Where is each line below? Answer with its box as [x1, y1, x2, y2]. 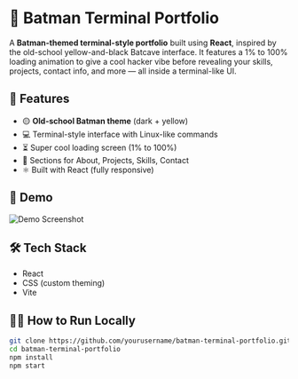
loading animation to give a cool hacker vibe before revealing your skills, [9, 56, 273, 67]
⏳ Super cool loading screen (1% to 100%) [21, 142, 177, 153]
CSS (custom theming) [21, 278, 106, 288]
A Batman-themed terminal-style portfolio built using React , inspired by [9, 37, 277, 48]
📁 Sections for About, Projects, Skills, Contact [21, 154, 189, 165]
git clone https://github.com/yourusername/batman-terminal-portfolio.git [9, 336, 292, 345]
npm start [9, 361, 46, 370]
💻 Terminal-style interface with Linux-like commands [21, 129, 219, 139]
